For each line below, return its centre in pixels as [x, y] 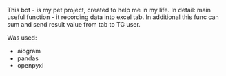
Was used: [22, 38]
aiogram [29, 51]
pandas [28, 58]
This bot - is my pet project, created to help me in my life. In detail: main [109, 10]
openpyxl [30, 65]
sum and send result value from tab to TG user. [74, 24]
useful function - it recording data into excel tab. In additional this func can [113, 17]
